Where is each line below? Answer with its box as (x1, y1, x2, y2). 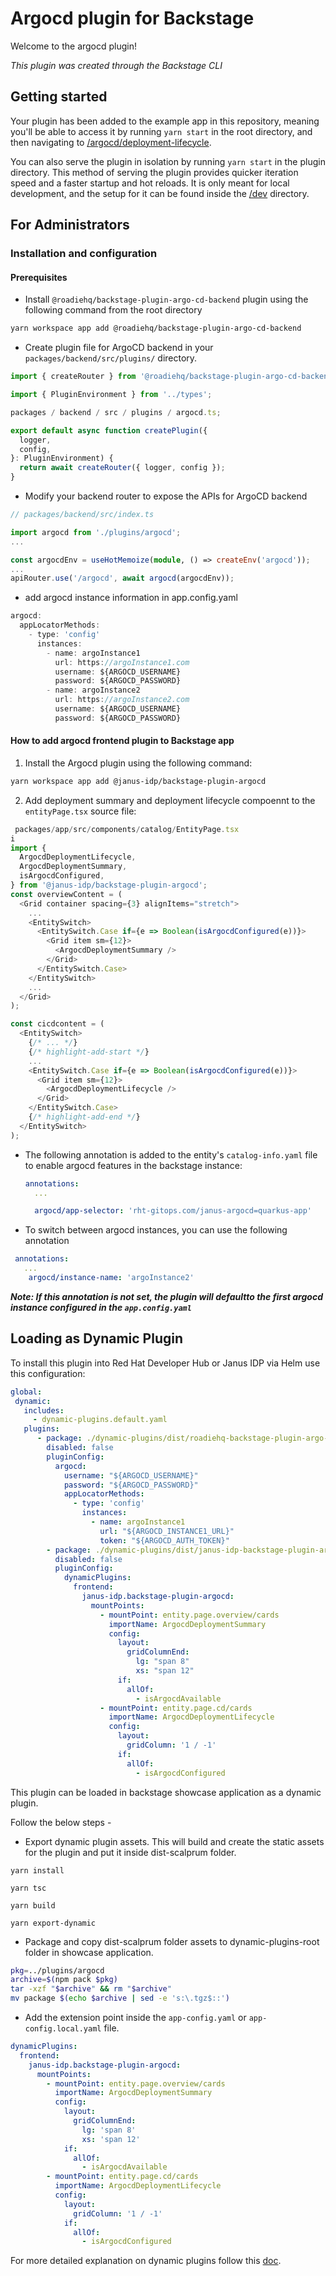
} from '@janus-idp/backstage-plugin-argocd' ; (10, 880, 208, 891)
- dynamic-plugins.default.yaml (32, 1415, 168, 1425)
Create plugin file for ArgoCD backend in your (24, 342, 214, 354)
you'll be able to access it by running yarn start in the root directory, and (10, 125, 313, 137)
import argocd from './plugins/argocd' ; (10, 527, 182, 537)
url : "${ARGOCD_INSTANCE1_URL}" (99, 1526, 235, 1536)
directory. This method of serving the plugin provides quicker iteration (10, 166, 299, 178)
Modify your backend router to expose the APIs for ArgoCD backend (24, 490, 308, 502)
